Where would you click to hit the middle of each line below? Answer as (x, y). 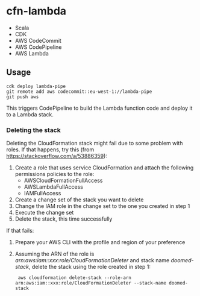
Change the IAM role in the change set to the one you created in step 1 (102, 206)
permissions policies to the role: (55, 174)
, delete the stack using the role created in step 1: (90, 267)
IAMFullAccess (42, 194)
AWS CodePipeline (38, 47)
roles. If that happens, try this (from (50, 150)
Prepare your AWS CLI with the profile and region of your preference (100, 242)
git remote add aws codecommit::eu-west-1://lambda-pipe (79, 92)
